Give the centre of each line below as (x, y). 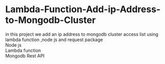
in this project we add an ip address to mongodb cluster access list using (82, 34)
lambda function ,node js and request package (54, 40)
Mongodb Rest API (25, 56)
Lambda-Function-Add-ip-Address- (83, 9)
